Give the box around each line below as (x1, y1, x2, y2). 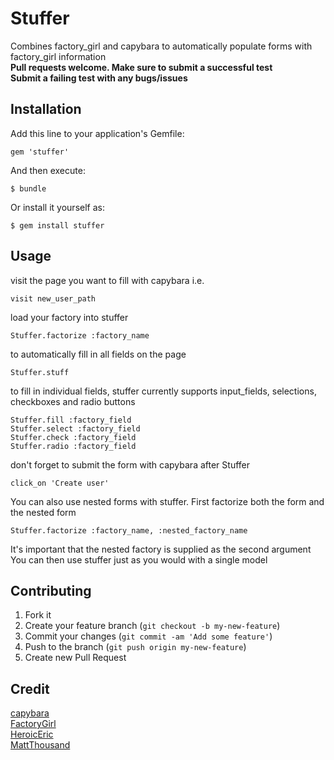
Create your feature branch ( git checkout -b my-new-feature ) (24, 620, 281, 632)
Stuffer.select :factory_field (10, 423, 141, 434)
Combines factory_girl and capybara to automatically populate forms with (10, 40, 313, 52)
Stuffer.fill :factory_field (10, 415, 132, 425)
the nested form (10, 506, 77, 518)
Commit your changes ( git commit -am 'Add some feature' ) (24, 630, 273, 642)
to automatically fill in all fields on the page (10, 348, 187, 360)
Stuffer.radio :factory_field (10, 441, 137, 451)
